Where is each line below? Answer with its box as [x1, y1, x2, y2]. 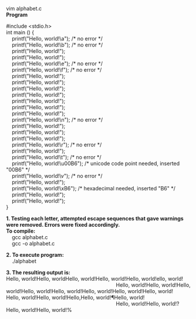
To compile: [6, 227, 36, 234]
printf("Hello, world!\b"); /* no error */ [11, 41, 103, 48]
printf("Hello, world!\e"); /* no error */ [11, 60, 103, 67]
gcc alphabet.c [11, 234, 48, 240]
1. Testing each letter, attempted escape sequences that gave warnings [6, 215, 184, 222]
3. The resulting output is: [6, 269, 70, 276]
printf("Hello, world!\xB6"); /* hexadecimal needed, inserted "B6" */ [11, 185, 176, 192]
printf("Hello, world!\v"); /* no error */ [11, 173, 103, 179]
